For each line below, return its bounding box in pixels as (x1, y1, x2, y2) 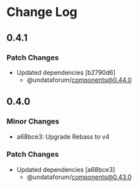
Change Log (6, 4, 77, 20)
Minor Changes (6, 117, 59, 126)
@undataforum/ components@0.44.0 (26, 76, 132, 84)
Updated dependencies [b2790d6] (16, 68, 115, 76)
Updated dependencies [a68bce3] (16, 165, 115, 173)
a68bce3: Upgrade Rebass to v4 (16, 133, 110, 141)
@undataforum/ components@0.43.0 (26, 173, 132, 181)
